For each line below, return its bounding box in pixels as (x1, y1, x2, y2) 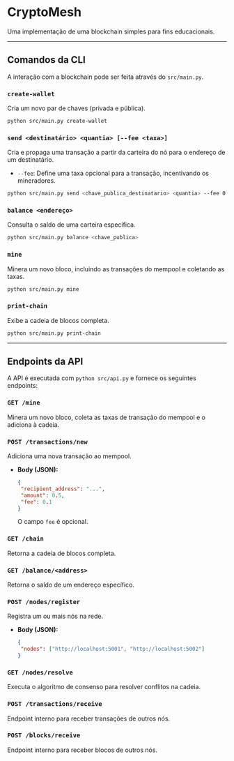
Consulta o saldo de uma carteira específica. (7, 220, 136, 229)
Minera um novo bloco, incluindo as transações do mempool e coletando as (7, 264, 225, 273)
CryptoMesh (7, 4, 82, 20)
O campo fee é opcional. (17, 518, 88, 526)
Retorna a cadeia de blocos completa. (7, 549, 116, 557)
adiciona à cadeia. (7, 420, 60, 429)
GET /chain (7, 535, 44, 543)
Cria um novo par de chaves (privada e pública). (7, 104, 146, 112)
